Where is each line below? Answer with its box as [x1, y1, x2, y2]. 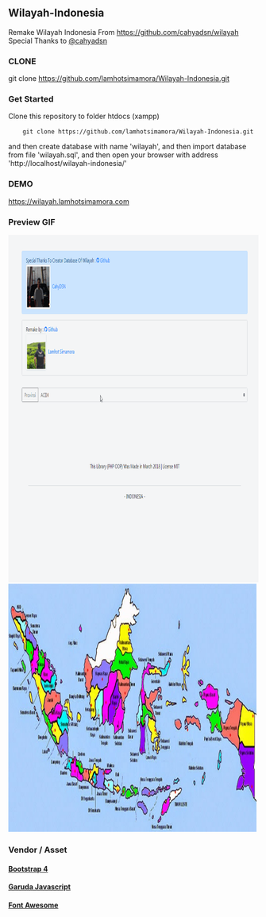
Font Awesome [8, 900, 59, 910]
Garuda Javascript [8, 882, 71, 892]
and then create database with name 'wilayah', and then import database [8, 142, 247, 152]
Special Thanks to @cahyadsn [8, 36, 108, 45]
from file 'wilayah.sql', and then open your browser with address [8, 150, 218, 160]
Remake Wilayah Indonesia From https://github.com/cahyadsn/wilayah [8, 27, 239, 37]
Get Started [8, 94, 54, 105]
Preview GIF [8, 216, 56, 227]
